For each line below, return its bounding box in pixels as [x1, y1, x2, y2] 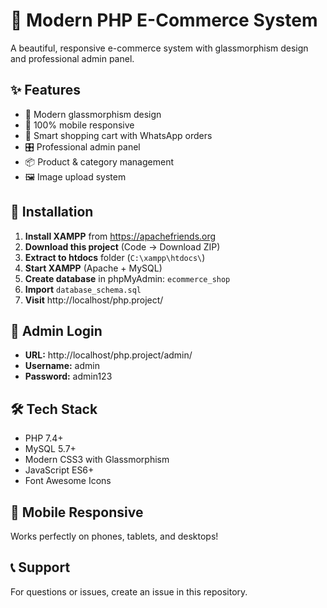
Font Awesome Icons [24, 475, 112, 487]
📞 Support [10, 559, 71, 576]
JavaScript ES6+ [24, 464, 95, 476]
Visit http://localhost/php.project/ [24, 294, 164, 306]
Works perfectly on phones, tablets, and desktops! [10, 530, 219, 542]
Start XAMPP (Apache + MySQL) [24, 262, 163, 274]
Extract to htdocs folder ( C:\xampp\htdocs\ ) [24, 251, 206, 263]
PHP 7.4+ [24, 432, 64, 444]
